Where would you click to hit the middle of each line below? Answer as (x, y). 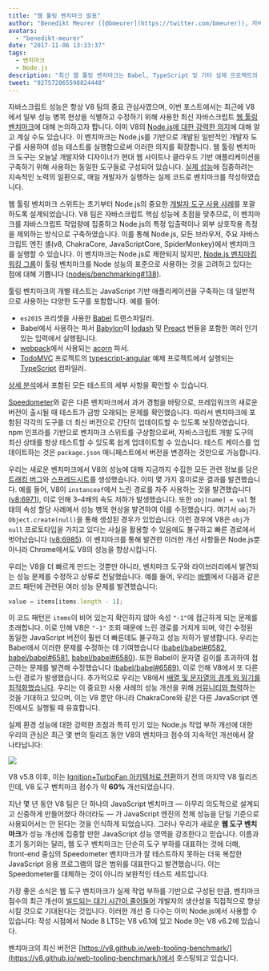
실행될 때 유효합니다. (68, 708)
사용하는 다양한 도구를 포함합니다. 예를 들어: (91, 300)
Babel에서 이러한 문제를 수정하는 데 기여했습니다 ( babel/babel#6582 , (118, 648)
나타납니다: (26, 745)
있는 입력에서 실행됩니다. (58, 338)
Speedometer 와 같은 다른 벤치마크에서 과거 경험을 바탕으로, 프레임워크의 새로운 (133, 402)
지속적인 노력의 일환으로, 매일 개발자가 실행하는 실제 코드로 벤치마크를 (117, 176)
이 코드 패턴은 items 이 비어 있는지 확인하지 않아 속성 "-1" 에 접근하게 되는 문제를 (133, 618)
